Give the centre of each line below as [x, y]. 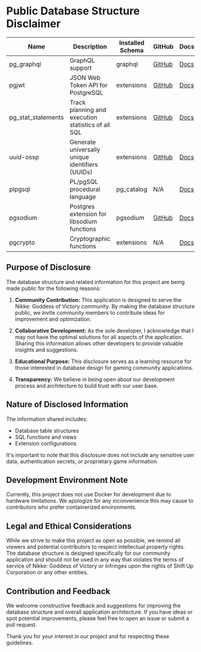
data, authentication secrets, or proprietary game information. [82, 461]
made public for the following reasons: [54, 288]
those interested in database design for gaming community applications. [104, 367]
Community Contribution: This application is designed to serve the [98, 300]
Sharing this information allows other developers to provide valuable [99, 343]
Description [90, 46]
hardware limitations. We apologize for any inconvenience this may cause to [100, 501]
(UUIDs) [81, 172]
